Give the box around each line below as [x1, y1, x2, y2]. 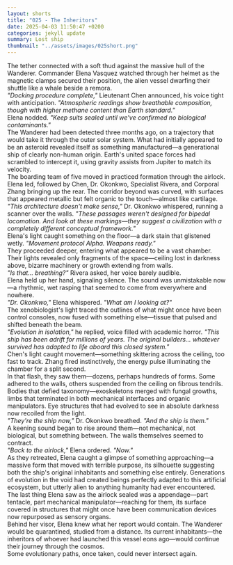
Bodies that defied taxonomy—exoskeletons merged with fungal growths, [7, 387, 218, 395]
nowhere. [7, 291, 35, 299]
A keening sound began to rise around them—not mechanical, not [7, 424, 196, 432]
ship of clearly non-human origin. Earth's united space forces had [7, 150, 196, 159]
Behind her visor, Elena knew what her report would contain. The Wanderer [7, 520, 223, 528]
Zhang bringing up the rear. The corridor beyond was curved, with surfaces [7, 187, 224, 196]
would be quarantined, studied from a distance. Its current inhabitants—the [7, 527, 223, 536]
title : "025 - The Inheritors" [7, 17, 98, 24]
